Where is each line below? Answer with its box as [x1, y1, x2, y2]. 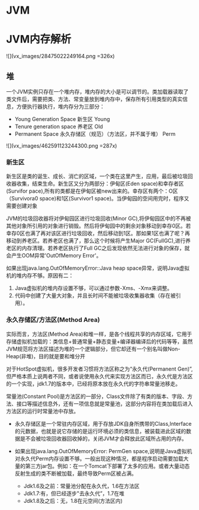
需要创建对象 [6, 202, 37, 209]
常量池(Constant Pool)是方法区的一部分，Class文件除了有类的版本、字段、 [6, 393, 188, 400]
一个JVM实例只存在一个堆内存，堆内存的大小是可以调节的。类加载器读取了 [6, 88, 189, 95]
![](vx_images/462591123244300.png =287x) [6, 142, 117, 149]
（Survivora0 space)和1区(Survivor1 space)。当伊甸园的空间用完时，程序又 [6, 195, 190, 202]
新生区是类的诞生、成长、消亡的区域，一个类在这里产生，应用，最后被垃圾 [6, 173, 188, 180]
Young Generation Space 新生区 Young [14, 115, 110, 122]
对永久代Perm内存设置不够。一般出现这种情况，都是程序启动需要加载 [14, 455, 184, 462]
